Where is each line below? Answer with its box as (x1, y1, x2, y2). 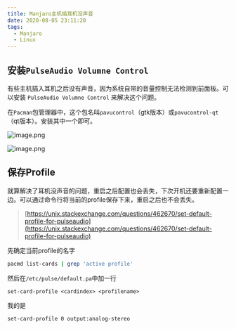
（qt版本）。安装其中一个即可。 (7, 117, 97, 125)
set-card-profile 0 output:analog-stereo (7, 315, 131, 322)
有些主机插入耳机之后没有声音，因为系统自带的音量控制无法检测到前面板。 (7, 84, 223, 92)
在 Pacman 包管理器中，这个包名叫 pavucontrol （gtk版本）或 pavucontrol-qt (7, 108, 219, 116)
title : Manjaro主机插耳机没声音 (7, 10, 93, 18)
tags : (7, 23, 23, 30)
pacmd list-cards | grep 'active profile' (7, 260, 133, 267)
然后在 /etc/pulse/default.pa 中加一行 (7, 273, 117, 282)
